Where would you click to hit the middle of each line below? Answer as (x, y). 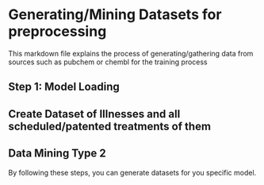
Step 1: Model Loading (64, 87)
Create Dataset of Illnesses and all (94, 114)
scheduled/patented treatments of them (110, 126)
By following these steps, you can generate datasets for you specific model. (132, 172)
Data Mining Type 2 (57, 154)
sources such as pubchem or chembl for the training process (108, 62)
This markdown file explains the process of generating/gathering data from (131, 53)
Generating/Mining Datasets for (115, 15)
